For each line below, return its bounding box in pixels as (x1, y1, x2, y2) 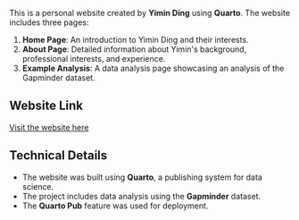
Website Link (9, 98, 83, 114)
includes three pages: (9, 17, 89, 28)
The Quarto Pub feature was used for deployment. (21, 200, 209, 211)
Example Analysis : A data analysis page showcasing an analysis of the (21, 63, 285, 73)
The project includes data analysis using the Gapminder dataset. (21, 190, 262, 201)
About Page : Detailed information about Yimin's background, (21, 44, 247, 55)
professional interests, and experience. (21, 54, 166, 63)
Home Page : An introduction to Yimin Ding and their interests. (21, 35, 249, 45)
